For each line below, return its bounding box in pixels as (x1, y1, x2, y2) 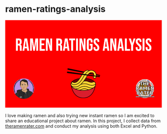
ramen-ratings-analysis (5, 3, 106, 15)
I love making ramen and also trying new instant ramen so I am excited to (5, 113, 155, 119)
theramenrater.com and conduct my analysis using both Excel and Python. (5, 123, 158, 129)
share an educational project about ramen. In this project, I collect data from (5, 118, 161, 124)
